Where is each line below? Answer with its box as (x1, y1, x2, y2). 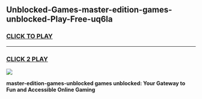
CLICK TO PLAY (6, 32, 53, 41)
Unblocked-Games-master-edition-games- (6, 5, 173, 15)
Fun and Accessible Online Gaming (6, 86, 96, 93)
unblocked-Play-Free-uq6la (6, 14, 113, 25)
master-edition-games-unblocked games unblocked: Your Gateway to (6, 79, 186, 86)
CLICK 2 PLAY (6, 55, 48, 63)
